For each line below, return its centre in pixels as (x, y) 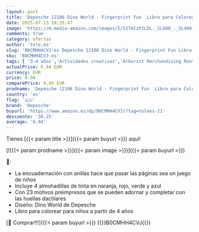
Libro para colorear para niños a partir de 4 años (74, 211)
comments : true (25, 34)
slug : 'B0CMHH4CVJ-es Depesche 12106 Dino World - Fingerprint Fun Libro (99, 50)
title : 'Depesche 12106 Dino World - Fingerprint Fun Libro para (90, 17)
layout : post (22, 12)
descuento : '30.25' (30, 116)
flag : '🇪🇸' (21, 100)
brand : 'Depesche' (29, 105)
